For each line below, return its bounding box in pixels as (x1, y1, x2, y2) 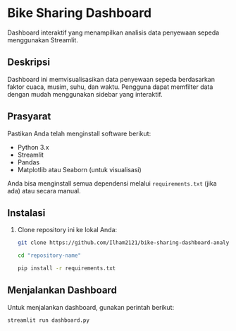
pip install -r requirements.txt (17, 265, 116, 272)
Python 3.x (17, 143, 49, 151)
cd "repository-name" (17, 252, 81, 259)
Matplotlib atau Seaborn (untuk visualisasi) (17, 165, 142, 174)
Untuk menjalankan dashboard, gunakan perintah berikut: (7, 303, 175, 311)
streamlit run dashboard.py (7, 316, 90, 324)
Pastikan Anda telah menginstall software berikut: (7, 129, 151, 138)
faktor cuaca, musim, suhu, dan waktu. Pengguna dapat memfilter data (7, 83, 213, 91)
